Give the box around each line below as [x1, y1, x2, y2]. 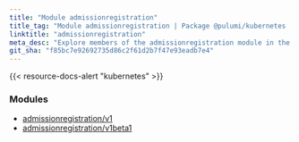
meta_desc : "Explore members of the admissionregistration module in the [9, 38, 291, 47]
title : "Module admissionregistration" [9, 13, 158, 22]
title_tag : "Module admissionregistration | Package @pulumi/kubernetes [9, 21, 286, 30]
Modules [9, 93, 49, 105]
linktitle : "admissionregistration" [9, 29, 146, 38]
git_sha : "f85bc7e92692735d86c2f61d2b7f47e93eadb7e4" [9, 46, 215, 55]
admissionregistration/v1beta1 [21, 122, 132, 134]
